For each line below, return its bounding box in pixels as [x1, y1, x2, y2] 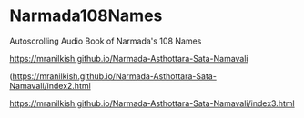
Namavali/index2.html [9, 80, 91, 91]
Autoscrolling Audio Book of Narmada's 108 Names [9, 35, 202, 46]
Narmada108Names [9, 5, 163, 26]
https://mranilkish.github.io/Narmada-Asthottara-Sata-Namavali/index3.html [9, 97, 295, 109]
